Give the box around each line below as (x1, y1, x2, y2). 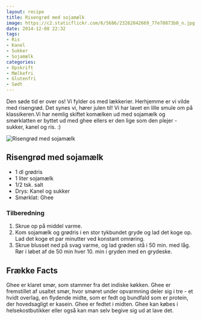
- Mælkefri (6, 70, 34, 76)
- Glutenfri (6, 76, 36, 82)
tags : (6, 31, 20, 37)
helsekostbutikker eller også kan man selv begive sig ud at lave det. (6, 307, 174, 314)
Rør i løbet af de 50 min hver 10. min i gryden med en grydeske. (14, 248, 173, 255)
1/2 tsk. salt (14, 181, 43, 188)
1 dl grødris (14, 168, 43, 175)
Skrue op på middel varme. (14, 223, 82, 230)
